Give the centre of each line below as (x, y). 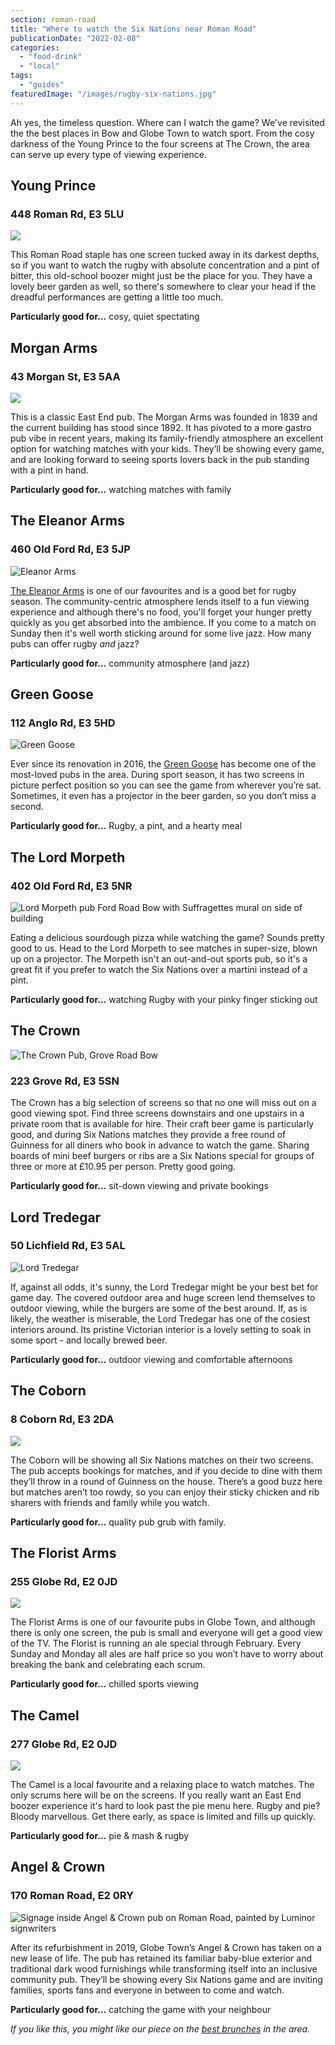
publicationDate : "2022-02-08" (75, 38)
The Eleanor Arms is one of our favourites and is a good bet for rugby (153, 590)
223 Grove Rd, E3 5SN (65, 1081)
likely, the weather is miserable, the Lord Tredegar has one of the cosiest (160, 1318)
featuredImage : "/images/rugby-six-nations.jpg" (113, 94)
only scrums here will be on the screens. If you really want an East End (156, 1795)
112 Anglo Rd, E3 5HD (63, 723)
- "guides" (42, 85)
